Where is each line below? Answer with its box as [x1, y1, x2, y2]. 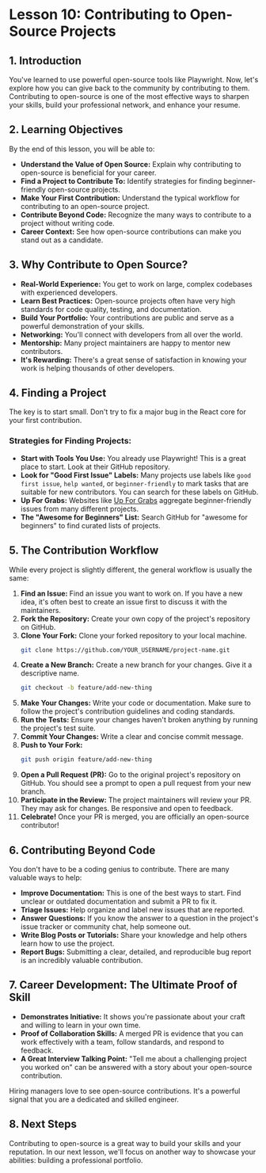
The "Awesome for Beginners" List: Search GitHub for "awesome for [20, 512, 248, 522]
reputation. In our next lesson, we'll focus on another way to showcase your [9, 1147, 256, 1156]
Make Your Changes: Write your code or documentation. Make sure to [20, 699, 252, 708]
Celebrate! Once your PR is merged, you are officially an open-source [20, 812, 249, 821]
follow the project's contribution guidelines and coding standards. [20, 706, 236, 716]
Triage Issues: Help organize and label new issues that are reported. [20, 905, 245, 914]
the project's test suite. [20, 723, 96, 733]
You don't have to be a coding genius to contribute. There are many [9, 864, 230, 874]
